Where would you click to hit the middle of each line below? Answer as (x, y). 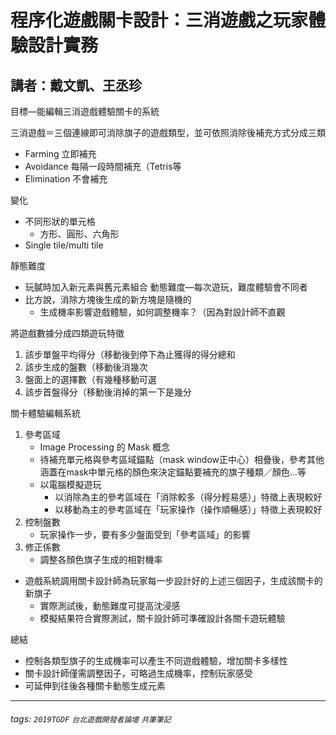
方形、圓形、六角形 (79, 234)
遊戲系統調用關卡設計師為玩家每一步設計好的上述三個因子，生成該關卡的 (173, 580)
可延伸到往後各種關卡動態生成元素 (95, 685)
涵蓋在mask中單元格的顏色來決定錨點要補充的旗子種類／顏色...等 (173, 472)
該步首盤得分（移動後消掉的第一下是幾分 (108, 392)
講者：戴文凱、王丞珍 (76, 85)
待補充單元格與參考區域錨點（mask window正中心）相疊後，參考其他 (182, 459)
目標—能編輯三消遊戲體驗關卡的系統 (85, 111)
